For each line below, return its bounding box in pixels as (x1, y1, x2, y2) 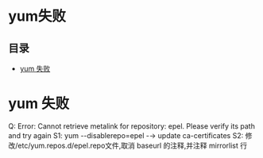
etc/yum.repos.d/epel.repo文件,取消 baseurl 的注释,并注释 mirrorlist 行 (17, 141, 248, 150)
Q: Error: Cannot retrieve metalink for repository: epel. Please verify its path (8, 121, 256, 131)
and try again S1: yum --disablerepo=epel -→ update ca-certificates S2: (8, 130, 244, 140)
